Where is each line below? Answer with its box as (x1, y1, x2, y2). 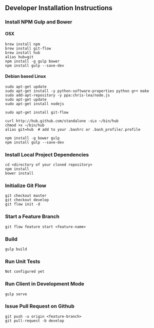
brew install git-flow (5, 46, 51, 51)
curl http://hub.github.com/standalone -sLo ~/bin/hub (5, 118, 119, 123)
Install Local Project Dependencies (5, 151, 89, 158)
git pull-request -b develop (5, 318, 64, 323)
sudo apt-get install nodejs (5, 101, 64, 106)
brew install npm (5, 42, 40, 47)
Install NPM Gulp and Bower (5, 19, 73, 25)
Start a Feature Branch (5, 213, 59, 220)
